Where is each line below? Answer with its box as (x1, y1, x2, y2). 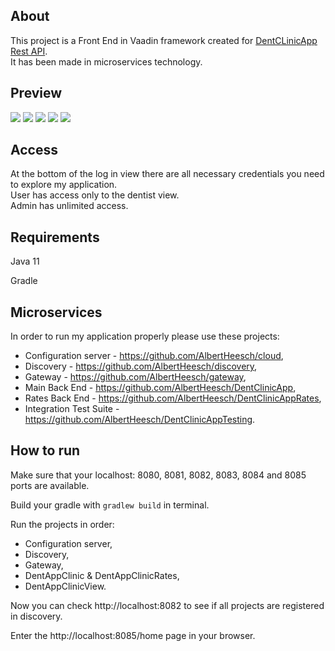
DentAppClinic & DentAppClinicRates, (24, 569, 180, 581)
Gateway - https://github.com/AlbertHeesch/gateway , (24, 371, 247, 383)
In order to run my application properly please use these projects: (10, 330, 280, 343)
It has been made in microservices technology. (10, 55, 203, 68)
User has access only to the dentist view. (10, 189, 180, 201)
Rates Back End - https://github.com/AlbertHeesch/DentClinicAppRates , (24, 392, 322, 404)
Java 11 (10, 255, 40, 268)
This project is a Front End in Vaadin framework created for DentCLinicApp (10, 34, 318, 46)
